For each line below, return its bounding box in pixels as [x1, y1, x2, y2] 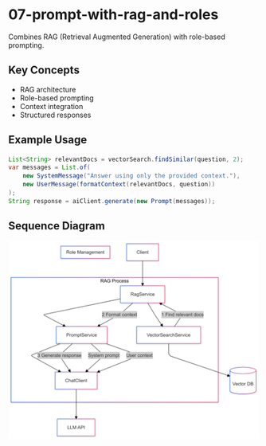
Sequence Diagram [8, 219, 105, 233]
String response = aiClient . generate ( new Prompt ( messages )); [8, 197, 216, 205]
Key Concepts [8, 64, 80, 77]
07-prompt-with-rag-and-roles [8, 6, 219, 24]
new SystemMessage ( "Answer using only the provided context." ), [22, 172, 241, 180]
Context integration [19, 101, 84, 111]
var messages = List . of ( [8, 163, 91, 172]
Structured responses [19, 110, 92, 119]
